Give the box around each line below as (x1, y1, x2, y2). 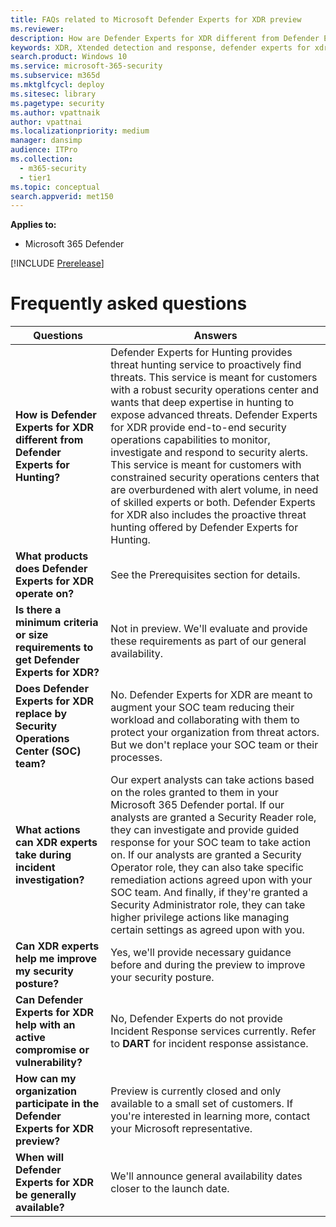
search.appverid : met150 (10, 191, 114, 201)
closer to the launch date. (110, 1182, 230, 1196)
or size (15, 628, 49, 642)
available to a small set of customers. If (110, 1097, 294, 1111)
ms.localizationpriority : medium (10, 126, 150, 136)
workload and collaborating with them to (110, 713, 300, 727)
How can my (15, 1072, 77, 1086)
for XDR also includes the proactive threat (110, 508, 307, 522)
